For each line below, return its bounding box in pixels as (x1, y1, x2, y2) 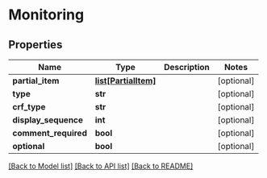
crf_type (12, 101, 46, 112)
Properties (8, 38, 63, 52)
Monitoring (8, 6, 85, 24)
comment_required (12, 127, 87, 139)
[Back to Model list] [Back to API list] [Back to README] (8, 161, 194, 171)
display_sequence (12, 114, 83, 126)
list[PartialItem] (94, 75, 156, 86)
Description (164, 62, 210, 72)
